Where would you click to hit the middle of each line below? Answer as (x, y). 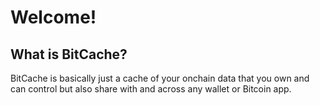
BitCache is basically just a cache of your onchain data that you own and (160, 78)
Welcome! (53, 17)
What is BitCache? (69, 54)
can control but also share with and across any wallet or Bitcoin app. (151, 89)
